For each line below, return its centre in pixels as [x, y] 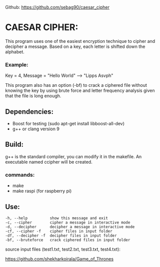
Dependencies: [29, 112]
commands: [20, 175]
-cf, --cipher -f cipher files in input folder [59, 231]
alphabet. [15, 51]
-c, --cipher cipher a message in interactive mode [68, 222]
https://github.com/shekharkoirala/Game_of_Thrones [59, 259]
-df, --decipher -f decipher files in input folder [61, 236]
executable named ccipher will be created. [49, 162]
